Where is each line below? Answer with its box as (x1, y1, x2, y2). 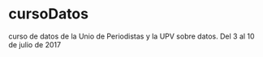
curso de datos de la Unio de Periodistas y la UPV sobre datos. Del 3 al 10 (8, 31, 255, 41)
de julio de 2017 (8, 39, 62, 49)
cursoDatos (8, 5, 89, 23)
